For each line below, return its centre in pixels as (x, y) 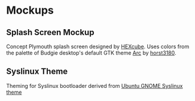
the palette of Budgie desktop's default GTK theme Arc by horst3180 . (91, 53)
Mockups (30, 10)
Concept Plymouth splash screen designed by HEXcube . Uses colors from (98, 46)
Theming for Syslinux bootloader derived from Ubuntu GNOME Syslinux (95, 86)
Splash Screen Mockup (50, 32)
